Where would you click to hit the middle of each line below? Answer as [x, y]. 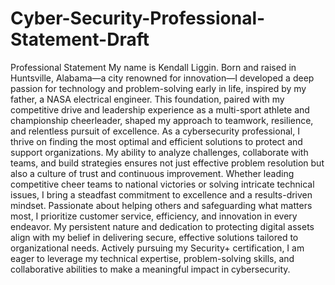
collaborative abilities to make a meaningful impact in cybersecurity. [150, 269]
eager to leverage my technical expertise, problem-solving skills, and [152, 258]
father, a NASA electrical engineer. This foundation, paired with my [147, 99]
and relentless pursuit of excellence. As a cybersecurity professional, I [155, 131]
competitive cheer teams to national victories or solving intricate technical [162, 184]
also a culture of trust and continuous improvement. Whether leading [152, 173]
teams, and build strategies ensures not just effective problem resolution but [167, 163]
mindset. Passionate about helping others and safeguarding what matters [161, 205]
